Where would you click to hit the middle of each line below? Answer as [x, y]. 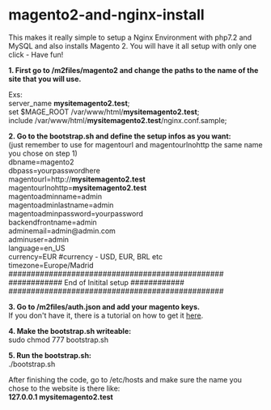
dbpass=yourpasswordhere [55, 170]
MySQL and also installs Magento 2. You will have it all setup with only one [133, 45]
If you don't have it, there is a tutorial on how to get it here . [106, 315]
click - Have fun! [36, 54]
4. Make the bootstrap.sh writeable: [70, 331]
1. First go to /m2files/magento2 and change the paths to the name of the [133, 70]
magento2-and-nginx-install [106, 15]
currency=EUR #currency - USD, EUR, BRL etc [86, 256]
